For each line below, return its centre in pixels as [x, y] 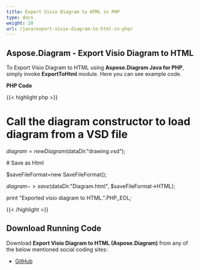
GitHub [24, 261]
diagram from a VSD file [67, 135]
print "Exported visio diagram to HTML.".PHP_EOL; [69, 198]
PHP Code [19, 86]
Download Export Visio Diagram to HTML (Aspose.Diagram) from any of [97, 243]
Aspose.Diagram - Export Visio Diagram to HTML [100, 53]
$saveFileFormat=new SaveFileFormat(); [57, 174]
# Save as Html [25, 163]
